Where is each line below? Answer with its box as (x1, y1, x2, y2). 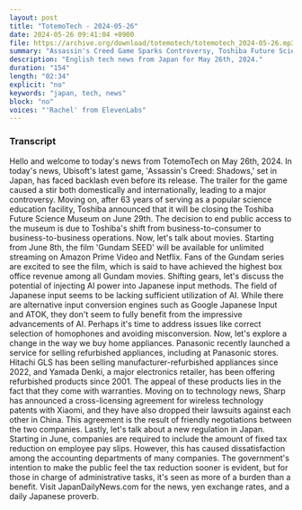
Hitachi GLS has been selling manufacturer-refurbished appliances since (9, 357, 279, 368)
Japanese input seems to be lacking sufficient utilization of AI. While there (9, 289, 284, 300)
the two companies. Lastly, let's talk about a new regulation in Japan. (9, 423, 265, 434)
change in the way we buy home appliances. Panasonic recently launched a (9, 337, 290, 348)
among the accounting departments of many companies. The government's (9, 452, 290, 463)
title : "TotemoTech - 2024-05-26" (9, 22, 139, 31)
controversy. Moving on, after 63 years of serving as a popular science (9, 194, 272, 205)
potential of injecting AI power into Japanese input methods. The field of (9, 280, 278, 291)
